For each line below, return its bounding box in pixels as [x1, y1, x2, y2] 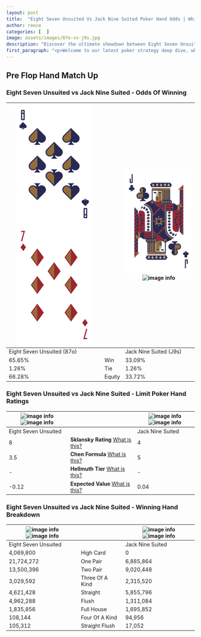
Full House [80, 605, 107, 612]
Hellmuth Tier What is [70, 465, 126, 473]
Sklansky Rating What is [70, 436, 132, 443]
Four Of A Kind [80, 614, 117, 621]
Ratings [6, 397, 29, 406]
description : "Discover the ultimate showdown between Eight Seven [6, 41, 178, 47]
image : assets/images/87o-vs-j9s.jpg [6, 35, 100, 41]
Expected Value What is [70, 480, 130, 487]
